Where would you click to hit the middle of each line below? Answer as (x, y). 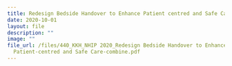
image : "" (21, 39)
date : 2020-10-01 (32, 20)
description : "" (30, 33)
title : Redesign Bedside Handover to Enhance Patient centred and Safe (112, 13)
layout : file (26, 26)
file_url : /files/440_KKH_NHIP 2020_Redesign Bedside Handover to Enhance (117, 45)
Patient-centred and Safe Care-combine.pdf (77, 52)
